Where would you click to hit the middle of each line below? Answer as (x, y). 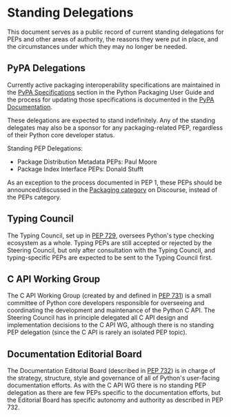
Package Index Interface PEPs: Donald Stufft (80, 169)
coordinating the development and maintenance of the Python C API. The (111, 310)
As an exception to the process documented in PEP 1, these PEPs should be (114, 182)
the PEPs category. (34, 197)
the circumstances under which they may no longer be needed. (97, 46)
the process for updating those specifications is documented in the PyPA (111, 99)
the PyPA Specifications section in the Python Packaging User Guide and (111, 92)
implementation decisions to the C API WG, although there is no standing (111, 325)
